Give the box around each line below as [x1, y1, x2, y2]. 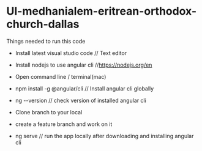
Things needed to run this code [6, 37, 86, 45]
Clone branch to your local [15, 108, 83, 116]
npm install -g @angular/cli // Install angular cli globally [15, 84, 154, 92]
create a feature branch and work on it [15, 120, 113, 128]
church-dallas [6, 17, 80, 31]
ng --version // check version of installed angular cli [15, 97, 147, 104]
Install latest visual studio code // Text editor [15, 49, 127, 56]
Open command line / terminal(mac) [15, 73, 107, 80]
